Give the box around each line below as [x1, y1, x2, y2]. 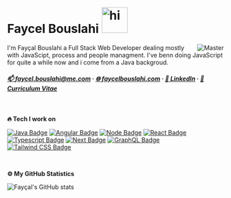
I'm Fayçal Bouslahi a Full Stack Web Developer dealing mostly [7, 43, 184, 51]
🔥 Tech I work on [7, 114, 56, 123]
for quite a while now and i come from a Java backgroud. [7, 58, 168, 66]
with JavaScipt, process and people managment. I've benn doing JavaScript [7, 51, 223, 59]
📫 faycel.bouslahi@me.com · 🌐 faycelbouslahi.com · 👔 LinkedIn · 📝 [7, 74, 205, 82]
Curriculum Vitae [7, 84, 58, 92]
